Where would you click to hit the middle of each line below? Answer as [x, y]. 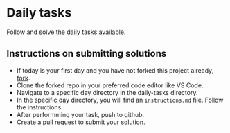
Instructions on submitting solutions [87, 54]
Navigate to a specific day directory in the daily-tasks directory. [107, 92]
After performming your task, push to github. [80, 114]
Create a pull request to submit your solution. [81, 122]
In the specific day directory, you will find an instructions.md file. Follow [120, 100]
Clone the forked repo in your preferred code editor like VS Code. [110, 85]
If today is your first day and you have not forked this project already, [115, 70]
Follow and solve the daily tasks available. [66, 32]
